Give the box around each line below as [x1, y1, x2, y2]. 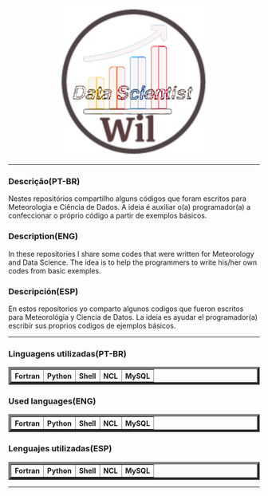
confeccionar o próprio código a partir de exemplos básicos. [8, 211, 207, 221]
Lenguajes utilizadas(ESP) [8, 443, 112, 455]
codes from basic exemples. [8, 266, 101, 275]
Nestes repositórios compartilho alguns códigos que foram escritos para [8, 194, 247, 203]
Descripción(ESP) [8, 285, 78, 297]
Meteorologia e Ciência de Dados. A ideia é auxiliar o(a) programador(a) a [8, 203, 251, 212]
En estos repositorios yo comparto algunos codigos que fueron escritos [8, 304, 244, 313]
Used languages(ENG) [8, 396, 97, 407]
